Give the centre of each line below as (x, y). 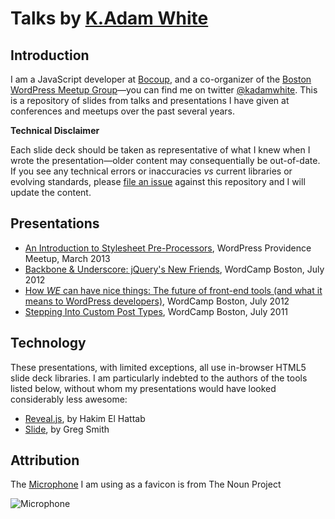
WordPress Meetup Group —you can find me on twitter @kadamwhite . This (164, 90)
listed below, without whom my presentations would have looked (143, 388)
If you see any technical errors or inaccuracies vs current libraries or (151, 171)
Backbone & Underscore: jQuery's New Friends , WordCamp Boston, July (174, 269)
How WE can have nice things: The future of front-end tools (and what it (173, 290)
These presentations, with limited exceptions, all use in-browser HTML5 (158, 367)
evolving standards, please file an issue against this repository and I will (158, 181)
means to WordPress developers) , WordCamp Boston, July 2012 (157, 301)
